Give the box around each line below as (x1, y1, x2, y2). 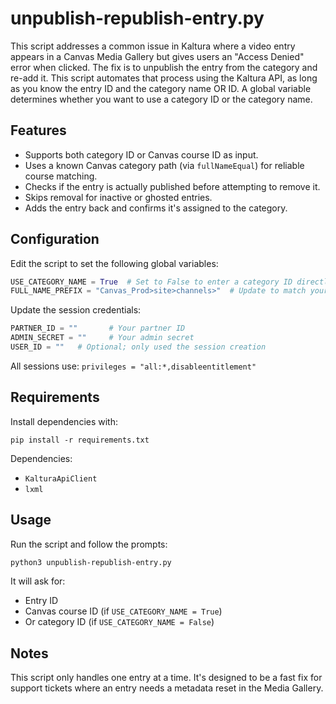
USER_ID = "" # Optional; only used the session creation (10, 342, 267, 352)
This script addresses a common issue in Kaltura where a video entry (10, 40, 296, 52)
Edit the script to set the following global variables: (10, 257, 219, 269)
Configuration (10, 231, 100, 248)
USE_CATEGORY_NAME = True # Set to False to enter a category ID (10, 277, 293, 287)
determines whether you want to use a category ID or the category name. (10, 93, 313, 105)
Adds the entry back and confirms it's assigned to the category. (24, 202, 288, 214)
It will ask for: (10, 575, 66, 587)
